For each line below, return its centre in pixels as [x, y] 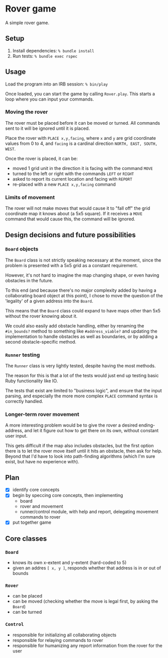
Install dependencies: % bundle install [53, 50]
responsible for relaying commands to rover [58, 640]
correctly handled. [24, 401]
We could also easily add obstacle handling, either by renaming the [75, 325]
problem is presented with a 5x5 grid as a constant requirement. [72, 265]
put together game [32, 522]
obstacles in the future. [29, 280]
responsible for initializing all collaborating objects [64, 635]
